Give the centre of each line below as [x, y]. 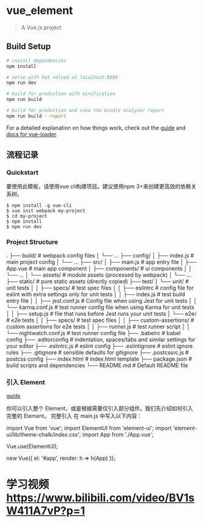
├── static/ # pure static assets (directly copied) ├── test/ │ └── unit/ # [98, 281]
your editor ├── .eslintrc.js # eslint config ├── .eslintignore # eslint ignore [100, 346]
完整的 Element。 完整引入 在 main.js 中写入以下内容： [74, 416]
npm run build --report [36, 116]
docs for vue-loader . [32, 134]
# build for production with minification [61, 94]
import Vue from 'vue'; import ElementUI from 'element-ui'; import [89, 428]
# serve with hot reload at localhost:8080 [62, 77]
